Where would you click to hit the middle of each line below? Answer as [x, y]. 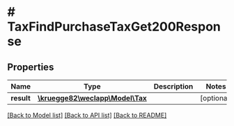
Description [173, 86]
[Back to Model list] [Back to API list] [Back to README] [87, 115]
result [21, 98]
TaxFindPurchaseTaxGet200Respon [114, 27]
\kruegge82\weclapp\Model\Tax [92, 98]
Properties [31, 67]
